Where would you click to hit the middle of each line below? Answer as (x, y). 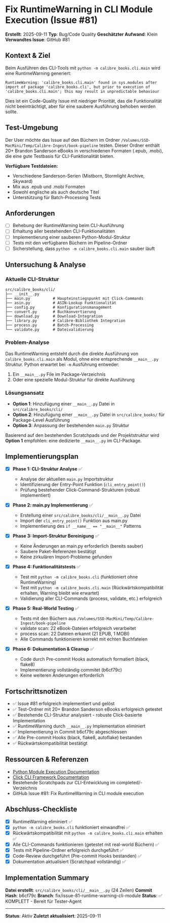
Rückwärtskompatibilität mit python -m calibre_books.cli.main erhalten (88, 833)
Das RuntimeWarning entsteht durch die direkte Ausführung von (72, 354)
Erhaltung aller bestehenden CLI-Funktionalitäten (64, 231)
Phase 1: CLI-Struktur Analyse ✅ (47, 469)
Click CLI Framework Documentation (51, 777)
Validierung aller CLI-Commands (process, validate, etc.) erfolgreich (91, 598)
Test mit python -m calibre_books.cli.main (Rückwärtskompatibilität (92, 588)
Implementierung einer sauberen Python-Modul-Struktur (71, 237)
